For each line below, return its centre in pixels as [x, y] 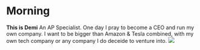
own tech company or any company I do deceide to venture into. [87, 40]
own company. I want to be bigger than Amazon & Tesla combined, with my [100, 33]
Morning [28, 11]
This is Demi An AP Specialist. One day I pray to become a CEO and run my [100, 27]
